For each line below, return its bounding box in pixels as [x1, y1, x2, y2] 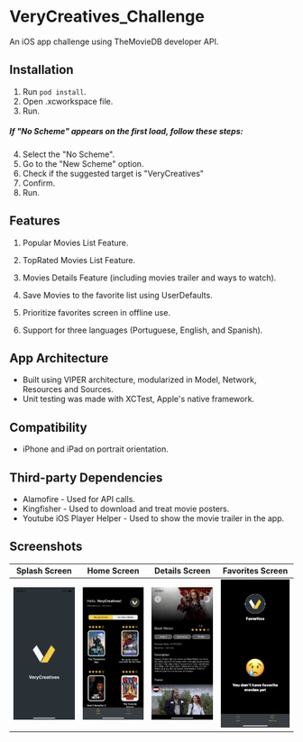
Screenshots [9, 539, 83, 554]
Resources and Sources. [22, 384, 115, 395]
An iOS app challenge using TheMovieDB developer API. [9, 36, 219, 47]
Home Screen [87, 565, 140, 576]
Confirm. [22, 178, 56, 188]
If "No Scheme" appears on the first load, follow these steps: [9, 126, 243, 137]
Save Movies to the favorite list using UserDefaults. [22, 289, 214, 300]
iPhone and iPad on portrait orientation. [22, 444, 170, 454]
